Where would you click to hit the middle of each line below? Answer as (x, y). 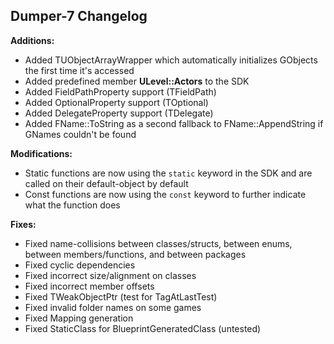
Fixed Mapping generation (79, 318)
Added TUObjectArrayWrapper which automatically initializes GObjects (171, 60)
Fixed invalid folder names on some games (113, 307)
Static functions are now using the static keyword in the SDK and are (168, 173)
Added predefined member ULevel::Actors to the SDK (137, 81)
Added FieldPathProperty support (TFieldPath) (120, 91)
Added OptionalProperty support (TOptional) (116, 102)
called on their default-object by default (106, 183)
